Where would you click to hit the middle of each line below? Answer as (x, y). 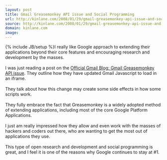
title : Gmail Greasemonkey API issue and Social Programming (70, 14)
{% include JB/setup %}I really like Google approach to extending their (78, 47)
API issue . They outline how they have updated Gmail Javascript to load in (81, 73)
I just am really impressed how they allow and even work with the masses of (83, 126)
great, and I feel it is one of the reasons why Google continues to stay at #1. (83, 152)
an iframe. (16, 78)
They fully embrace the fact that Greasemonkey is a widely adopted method (83, 105)
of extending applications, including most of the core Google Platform (77, 110)
